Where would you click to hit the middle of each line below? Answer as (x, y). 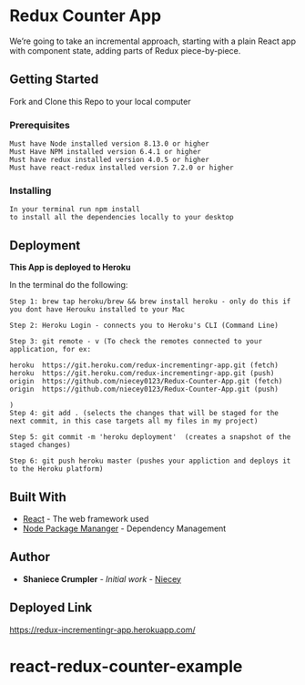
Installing (30, 190)
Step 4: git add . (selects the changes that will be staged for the (144, 414)
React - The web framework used (86, 518)
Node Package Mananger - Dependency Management (124, 528)
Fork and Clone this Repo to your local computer (100, 101)
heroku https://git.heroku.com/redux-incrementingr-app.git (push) (142, 373)
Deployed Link (51, 608)
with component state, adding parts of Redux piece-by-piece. (125, 50)
